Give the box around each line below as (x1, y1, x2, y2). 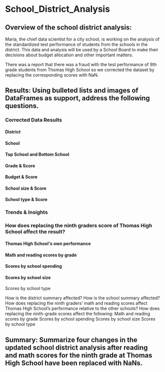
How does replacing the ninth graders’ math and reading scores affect (5, 300, 148, 306)
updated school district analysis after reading (5, 343, 148, 352)
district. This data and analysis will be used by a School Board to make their (5, 47, 159, 52)
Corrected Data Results (5, 117, 63, 124)
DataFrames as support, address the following (5, 94, 150, 102)
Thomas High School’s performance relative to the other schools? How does (5, 305, 160, 312)
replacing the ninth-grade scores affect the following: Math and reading (5, 311, 150, 317)
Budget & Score (5, 174, 38, 180)
